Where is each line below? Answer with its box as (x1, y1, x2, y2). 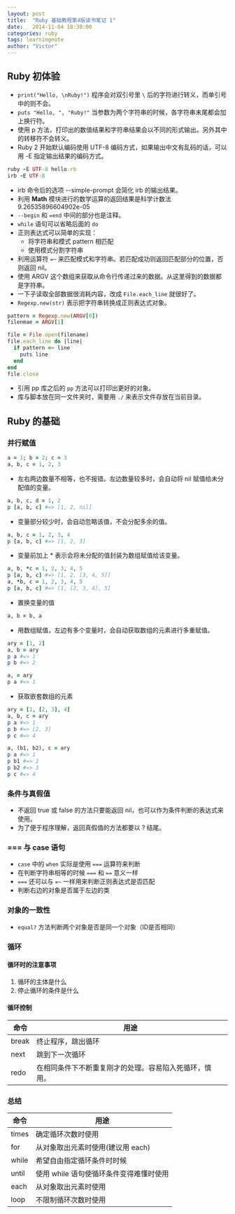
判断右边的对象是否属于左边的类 (17, 886, 110, 895)
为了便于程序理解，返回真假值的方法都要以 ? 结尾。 (17, 824, 166, 832)
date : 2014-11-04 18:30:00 (7, 23, 92, 30)
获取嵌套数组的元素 (17, 692, 73, 701)
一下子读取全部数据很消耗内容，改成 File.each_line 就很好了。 (17, 289, 200, 298)
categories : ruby (7, 29, 58, 37)
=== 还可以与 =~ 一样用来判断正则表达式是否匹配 (17, 877, 155, 886)
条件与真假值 (7, 789, 51, 799)
